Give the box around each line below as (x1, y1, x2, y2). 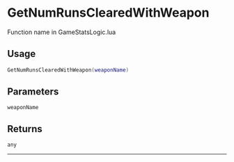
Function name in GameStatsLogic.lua (7, 28, 116, 36)
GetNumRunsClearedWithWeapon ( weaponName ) (7, 66, 130, 74)
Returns (7, 123, 43, 135)
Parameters (7, 86, 59, 98)
